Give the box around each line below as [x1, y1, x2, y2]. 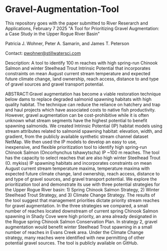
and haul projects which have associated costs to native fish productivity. [5, 107, 156, 113]
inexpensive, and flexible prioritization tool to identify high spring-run [5, 144, 147, 150]
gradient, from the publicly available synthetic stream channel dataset [5, 133, 149, 139]
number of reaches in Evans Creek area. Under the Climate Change [5, 229, 144, 235]
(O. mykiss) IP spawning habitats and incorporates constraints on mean [5, 160, 152, 166]
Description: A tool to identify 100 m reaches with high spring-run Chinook [5, 60, 158, 66]
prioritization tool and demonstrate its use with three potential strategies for [5, 181, 161, 187]
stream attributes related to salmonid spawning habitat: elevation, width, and [5, 128, 163, 134]
